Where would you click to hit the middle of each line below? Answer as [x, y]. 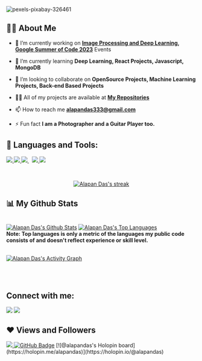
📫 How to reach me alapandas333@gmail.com [75, 109]
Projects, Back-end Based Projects [59, 85]
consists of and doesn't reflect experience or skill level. [77, 240]
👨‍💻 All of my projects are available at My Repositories [82, 97]
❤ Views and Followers [51, 330]
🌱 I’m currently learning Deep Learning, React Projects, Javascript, [99, 61]
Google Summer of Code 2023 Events [63, 49]
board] [127, 345]
